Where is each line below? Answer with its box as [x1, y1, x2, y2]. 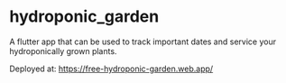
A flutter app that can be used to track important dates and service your [9, 36, 277, 47]
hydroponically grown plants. [9, 45, 117, 56]
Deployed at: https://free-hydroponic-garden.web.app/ [9, 63, 214, 74]
